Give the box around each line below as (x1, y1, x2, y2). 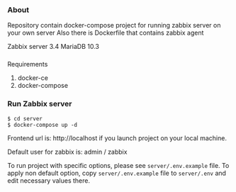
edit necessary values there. (7, 176, 91, 185)
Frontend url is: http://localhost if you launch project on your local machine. (7, 133, 227, 142)
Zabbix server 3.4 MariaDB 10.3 (7, 43, 99, 51)
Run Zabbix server (7, 99, 72, 109)
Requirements (7, 60, 48, 69)
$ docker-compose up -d (7, 121, 78, 128)
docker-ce (17, 74, 48, 82)
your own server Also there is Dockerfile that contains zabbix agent (7, 28, 204, 37)
